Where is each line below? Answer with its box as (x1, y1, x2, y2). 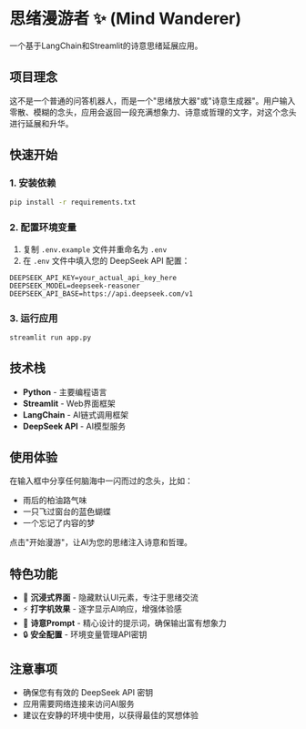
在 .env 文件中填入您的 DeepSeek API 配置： (22, 255, 190, 266)
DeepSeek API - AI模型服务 (22, 420, 126, 431)
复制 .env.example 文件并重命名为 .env (22, 243, 168, 255)
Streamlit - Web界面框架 (22, 398, 116, 409)
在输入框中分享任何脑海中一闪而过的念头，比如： (9, 475, 193, 487)
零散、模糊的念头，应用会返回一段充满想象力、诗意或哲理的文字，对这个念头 (9, 106, 297, 117)
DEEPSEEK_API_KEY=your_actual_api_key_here (9, 273, 178, 282)
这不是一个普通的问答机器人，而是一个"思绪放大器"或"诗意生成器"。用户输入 (9, 95, 296, 106)
